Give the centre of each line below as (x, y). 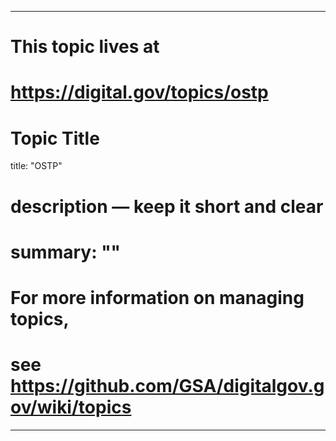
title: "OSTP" (36, 166)
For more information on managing (157, 297)
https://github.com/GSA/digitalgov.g (167, 386)
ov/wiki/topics (71, 407)
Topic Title (55, 138)
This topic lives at (85, 47)
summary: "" (66, 252)
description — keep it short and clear (167, 206)
